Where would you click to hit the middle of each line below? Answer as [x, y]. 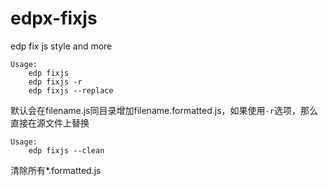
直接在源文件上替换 [50, 123]
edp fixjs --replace [71, 90]
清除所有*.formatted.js [56, 170]
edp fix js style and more [61, 46]
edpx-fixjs [54, 18]
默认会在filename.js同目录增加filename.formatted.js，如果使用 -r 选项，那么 [164, 110]
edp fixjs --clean [66, 150]
